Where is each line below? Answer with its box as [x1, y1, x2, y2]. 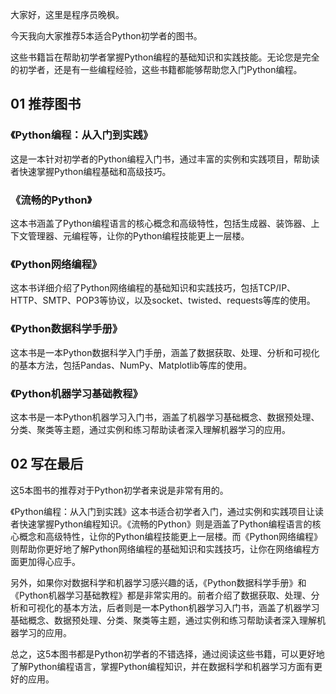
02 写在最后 [10, 456, 84, 473]
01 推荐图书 [10, 96, 82, 113]
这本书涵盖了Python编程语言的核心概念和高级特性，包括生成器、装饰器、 [10, 217, 312, 229]
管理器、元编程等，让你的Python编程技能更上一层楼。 [27, 229, 250, 242]
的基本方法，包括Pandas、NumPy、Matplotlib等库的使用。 [10, 359, 253, 371]
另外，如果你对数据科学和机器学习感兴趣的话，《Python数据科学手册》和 [10, 576, 307, 588]
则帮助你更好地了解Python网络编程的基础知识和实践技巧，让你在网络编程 [10, 543, 312, 555]
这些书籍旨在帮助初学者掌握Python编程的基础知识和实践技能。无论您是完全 [10, 51, 320, 63]
